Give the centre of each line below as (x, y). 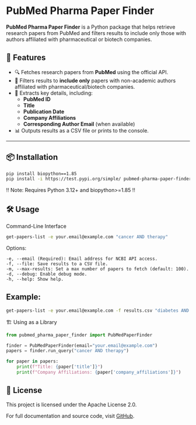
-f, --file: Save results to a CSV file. (57, 264)
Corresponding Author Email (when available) (79, 124)
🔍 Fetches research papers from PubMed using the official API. (91, 72)
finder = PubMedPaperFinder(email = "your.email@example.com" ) (82, 346)
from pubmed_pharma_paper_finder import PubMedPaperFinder (79, 335)
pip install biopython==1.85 (41, 173)
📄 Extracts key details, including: (54, 93)
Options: (16, 248)
